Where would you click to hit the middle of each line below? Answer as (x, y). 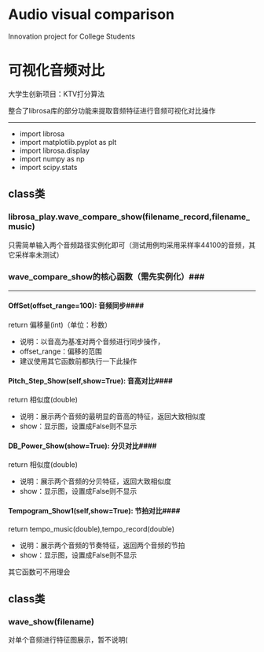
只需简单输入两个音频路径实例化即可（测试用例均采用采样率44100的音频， (128, 245)
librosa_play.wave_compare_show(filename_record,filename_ (129, 217)
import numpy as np (52, 158)
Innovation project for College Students (72, 36)
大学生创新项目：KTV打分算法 (57, 94)
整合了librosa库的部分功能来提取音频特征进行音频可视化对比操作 (112, 110)
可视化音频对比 (57, 70)
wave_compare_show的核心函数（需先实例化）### (106, 277)
